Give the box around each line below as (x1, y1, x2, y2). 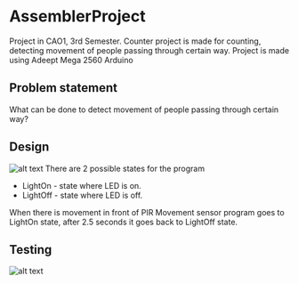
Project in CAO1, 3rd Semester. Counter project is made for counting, (9, 36, 262, 46)
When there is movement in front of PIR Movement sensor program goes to (9, 207, 285, 217)
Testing (9, 242, 52, 257)
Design (9, 140, 50, 155)
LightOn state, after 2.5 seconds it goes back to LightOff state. (9, 216, 238, 227)
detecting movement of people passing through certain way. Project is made (9, 45, 290, 55)
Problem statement (9, 80, 118, 95)
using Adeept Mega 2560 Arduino (9, 54, 133, 65)
